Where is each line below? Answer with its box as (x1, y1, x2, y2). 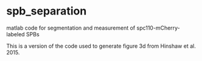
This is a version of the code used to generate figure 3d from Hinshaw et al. (6, 42, 196, 50)
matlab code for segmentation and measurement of (6, 24, 136, 31)
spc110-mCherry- (136, 24, 181, 31)
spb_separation (6, 4, 87, 18)
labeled (6, 30, 26, 37)
